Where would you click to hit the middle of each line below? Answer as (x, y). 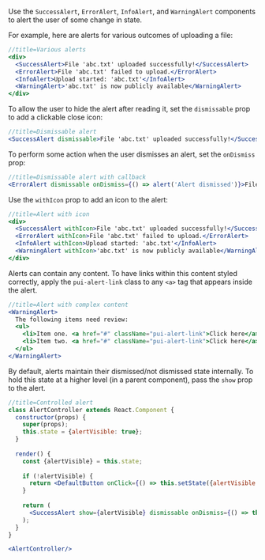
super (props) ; (45, 425)
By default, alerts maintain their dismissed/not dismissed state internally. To (131, 371)
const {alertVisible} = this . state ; (83, 461)
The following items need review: (72, 320)
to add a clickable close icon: (56, 117)
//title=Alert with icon (49, 214)
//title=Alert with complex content (68, 305)
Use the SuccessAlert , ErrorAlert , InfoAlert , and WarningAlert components (132, 11)
